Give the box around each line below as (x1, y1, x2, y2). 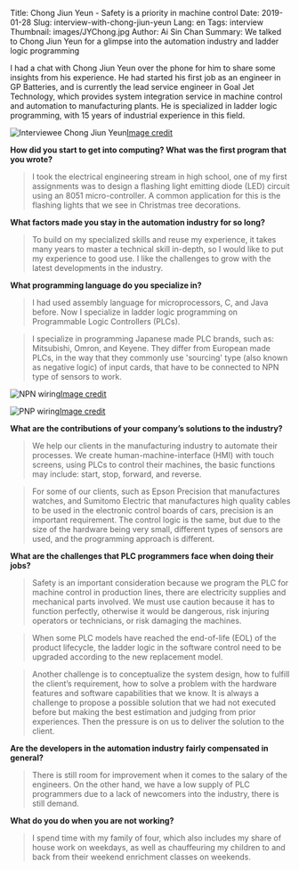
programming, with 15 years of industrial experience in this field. (10, 111, 246, 120)
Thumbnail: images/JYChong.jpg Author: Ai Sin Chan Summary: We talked (10, 27, 282, 37)
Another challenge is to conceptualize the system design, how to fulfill (31, 669, 290, 679)
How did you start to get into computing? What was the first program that (10, 144, 287, 155)
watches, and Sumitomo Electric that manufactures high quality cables (31, 496, 291, 506)
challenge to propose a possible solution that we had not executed (31, 697, 277, 708)
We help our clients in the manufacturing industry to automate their (31, 440, 279, 451)
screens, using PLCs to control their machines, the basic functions (31, 459, 276, 470)
